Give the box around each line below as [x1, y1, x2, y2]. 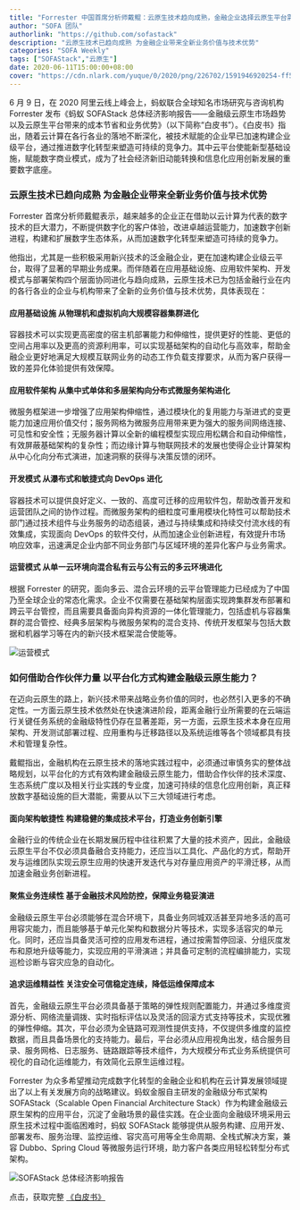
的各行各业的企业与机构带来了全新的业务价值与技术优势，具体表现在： [9, 285, 268, 296]
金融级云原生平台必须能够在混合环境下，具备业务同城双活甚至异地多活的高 [9, 911, 283, 922]
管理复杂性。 [24, 739, 72, 749]
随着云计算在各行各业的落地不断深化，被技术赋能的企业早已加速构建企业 [24, 131, 291, 141]
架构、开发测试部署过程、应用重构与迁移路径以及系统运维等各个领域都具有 [9, 727, 283, 738]
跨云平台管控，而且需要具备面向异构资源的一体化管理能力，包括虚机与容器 [9, 605, 283, 616]
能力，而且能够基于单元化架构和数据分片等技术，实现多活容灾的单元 [32, 923, 283, 934]
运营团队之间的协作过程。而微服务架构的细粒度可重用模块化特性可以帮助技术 [9, 506, 291, 517]
